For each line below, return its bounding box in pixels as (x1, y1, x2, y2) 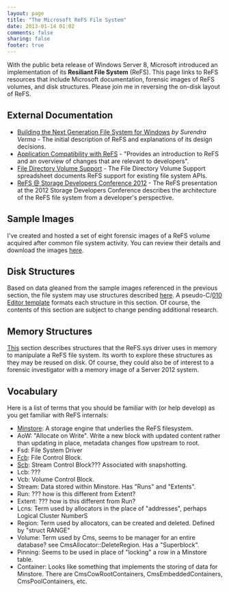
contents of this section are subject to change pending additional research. (7, 306, 219, 314)
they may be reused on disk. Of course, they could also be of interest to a (7, 358, 214, 367)
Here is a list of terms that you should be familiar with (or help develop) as (7, 404, 215, 412)
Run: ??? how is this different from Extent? (16, 490, 136, 498)
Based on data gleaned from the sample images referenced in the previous (7, 284, 218, 292)
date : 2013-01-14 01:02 (7, 23, 75, 29)
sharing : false (7, 36, 51, 42)
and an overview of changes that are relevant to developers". (16, 157, 189, 165)
